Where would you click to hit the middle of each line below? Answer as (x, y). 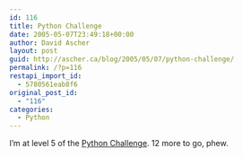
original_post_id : (43, 92)
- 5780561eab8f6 (48, 84)
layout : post (34, 51)
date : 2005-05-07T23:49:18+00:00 (72, 34)
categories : (31, 109)
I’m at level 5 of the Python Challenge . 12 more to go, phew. (119, 144)
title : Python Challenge (56, 26)
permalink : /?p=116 (46, 68)
